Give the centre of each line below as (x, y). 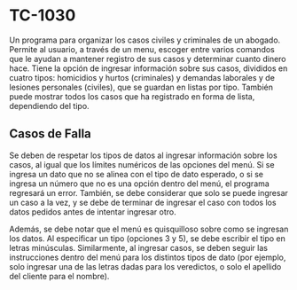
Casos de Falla (50, 134)
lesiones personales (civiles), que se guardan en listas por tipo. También (141, 87)
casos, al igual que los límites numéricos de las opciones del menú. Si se (142, 164)
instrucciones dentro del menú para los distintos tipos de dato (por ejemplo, (148, 257)
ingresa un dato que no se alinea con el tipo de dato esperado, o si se (137, 174)
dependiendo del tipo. (50, 106)
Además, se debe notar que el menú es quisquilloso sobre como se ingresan (149, 229)
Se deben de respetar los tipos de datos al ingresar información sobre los (143, 155)
